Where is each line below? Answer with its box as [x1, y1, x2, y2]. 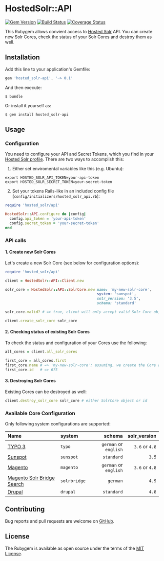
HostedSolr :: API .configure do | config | [5, 211, 86, 217]
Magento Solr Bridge [7, 474, 55, 481]
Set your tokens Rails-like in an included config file [12, 188, 114, 194]
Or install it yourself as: [5, 102, 51, 108]
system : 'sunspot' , [97, 292, 137, 297]
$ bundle [5, 94, 23, 99]
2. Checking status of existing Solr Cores [5, 329, 90, 335]
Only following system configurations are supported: [5, 421, 111, 426]
